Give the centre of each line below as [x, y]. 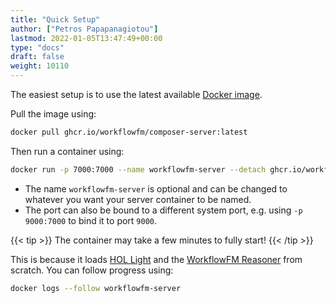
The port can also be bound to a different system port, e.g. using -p [163, 210]
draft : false [37, 57]
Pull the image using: [53, 114]
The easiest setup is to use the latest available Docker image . [136, 94]
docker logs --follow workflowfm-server [96, 288]
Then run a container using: [67, 151]
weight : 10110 [40, 66]
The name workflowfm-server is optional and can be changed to [156, 188]
